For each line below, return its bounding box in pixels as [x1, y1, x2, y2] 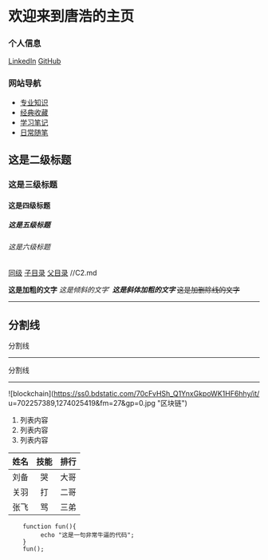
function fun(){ [22, 522, 77, 531]
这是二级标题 [8, 153, 72, 167]
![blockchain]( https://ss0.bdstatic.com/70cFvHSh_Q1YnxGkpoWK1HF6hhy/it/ [8, 389, 260, 399]
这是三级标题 [8, 179, 58, 190]
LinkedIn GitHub [8, 57, 61, 66]
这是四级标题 [8, 201, 50, 210]
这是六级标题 [8, 241, 50, 252]
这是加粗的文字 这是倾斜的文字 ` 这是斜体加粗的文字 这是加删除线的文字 [8, 285, 241, 295]
